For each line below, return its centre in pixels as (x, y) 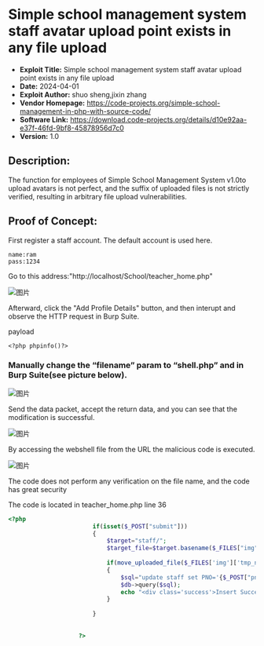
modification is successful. (51, 417)
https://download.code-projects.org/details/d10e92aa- (159, 119)
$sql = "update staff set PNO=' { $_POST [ (184, 577)
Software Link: (44, 119)
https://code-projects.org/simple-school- (153, 103)
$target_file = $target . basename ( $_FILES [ (174, 548)
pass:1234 (24, 261)
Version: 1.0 (39, 136)
